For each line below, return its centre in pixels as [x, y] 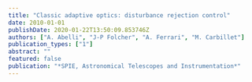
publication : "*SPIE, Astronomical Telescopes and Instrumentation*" [125, 66]
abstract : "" [30, 52]
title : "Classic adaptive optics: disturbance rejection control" [119, 15]
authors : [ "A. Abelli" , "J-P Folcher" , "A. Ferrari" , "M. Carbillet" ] [126, 37]
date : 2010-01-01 [37, 23]
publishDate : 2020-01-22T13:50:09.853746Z [79, 30]
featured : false [35, 59]
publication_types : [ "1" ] [50, 45]
